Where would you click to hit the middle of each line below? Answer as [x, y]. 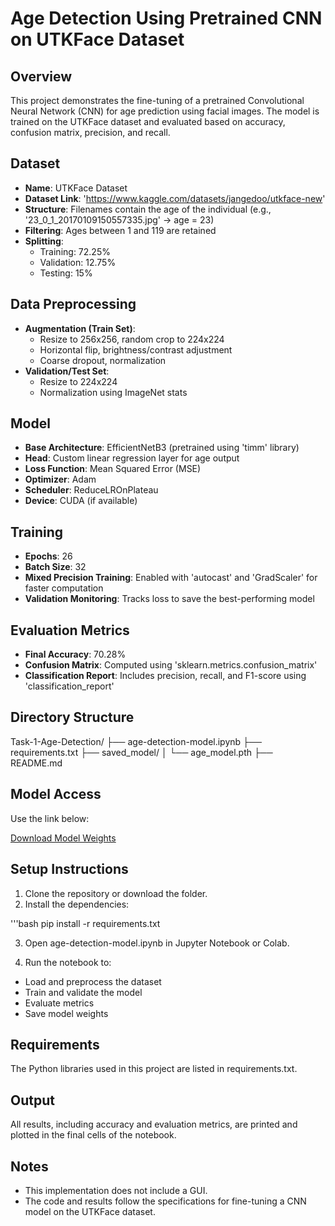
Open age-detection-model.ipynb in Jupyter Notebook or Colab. [157, 943]
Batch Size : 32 [55, 567]
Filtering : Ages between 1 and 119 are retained [120, 230]
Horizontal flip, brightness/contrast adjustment [136, 349]
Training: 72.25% [75, 251]
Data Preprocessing [73, 304]
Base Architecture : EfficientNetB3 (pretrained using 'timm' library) [162, 448]
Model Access [56, 794]
